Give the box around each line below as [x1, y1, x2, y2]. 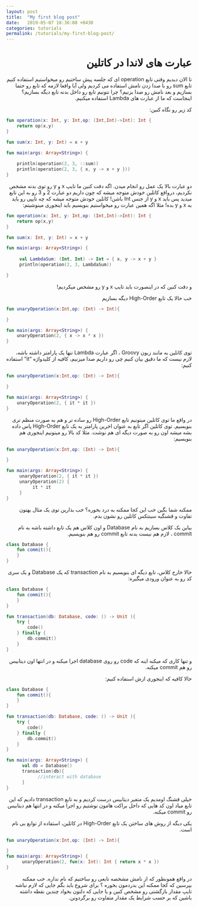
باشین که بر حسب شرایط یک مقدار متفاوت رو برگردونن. [68, 894, 192, 901]
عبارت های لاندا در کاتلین [86, 56, 192, 70]
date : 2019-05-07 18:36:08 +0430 [6, 20, 94, 25]
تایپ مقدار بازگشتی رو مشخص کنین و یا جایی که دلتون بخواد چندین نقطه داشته [19, 887, 192, 895]
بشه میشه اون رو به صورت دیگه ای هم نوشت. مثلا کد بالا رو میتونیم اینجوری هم [19, 428, 192, 435]
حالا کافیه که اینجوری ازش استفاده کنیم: [105, 675, 192, 682]
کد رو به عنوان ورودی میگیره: [128, 575, 192, 582]
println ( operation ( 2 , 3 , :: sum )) [16, 161, 99, 167]
